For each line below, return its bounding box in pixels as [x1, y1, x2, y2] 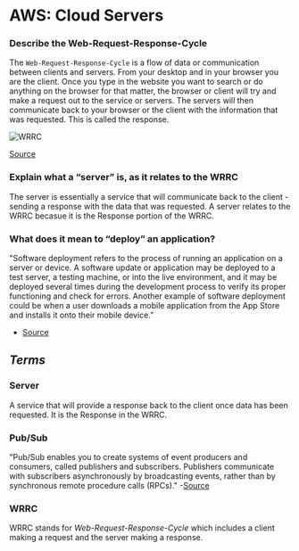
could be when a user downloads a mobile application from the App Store [9, 300, 280, 311]
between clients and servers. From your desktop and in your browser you [9, 67, 279, 78]
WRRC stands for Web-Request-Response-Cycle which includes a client [9, 522, 275, 533]
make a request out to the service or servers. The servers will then [9, 95, 254, 106]
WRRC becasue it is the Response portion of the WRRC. [9, 210, 214, 221]
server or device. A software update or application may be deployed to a [9, 262, 276, 273]
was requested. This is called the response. [9, 114, 170, 125]
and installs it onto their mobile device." [9, 309, 154, 321]
